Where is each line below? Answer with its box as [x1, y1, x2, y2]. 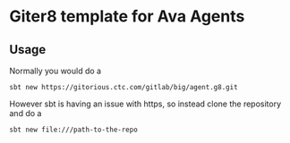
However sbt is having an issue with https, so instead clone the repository [9, 98, 282, 109]
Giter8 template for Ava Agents [9, 6, 245, 27]
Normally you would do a [9, 65, 101, 76]
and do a [9, 108, 42, 118]
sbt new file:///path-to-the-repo [9, 125, 139, 134]
